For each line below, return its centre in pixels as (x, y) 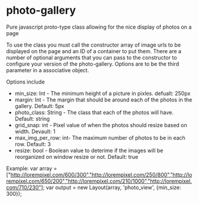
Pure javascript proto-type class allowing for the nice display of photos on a (99, 27)
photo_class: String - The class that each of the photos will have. (94, 112)
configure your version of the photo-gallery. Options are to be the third (93, 64)
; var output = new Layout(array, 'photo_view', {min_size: (112, 187)
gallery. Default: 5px (39, 106)
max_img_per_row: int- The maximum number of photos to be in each (100, 137)
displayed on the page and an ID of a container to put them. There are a (94, 51)
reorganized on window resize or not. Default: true (76, 156)
